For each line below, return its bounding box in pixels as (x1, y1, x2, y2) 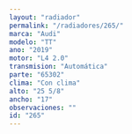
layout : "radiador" (9, 12, 81, 22)
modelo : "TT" (9, 37, 57, 47)
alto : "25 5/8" (9, 86, 65, 95)
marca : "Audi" (9, 29, 62, 38)
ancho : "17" (9, 94, 53, 104)
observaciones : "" (9, 103, 77, 112)
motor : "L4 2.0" (9, 54, 69, 63)
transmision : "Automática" (9, 63, 108, 71)
